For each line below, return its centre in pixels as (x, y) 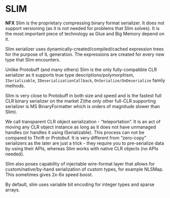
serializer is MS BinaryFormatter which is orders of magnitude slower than (83, 106)
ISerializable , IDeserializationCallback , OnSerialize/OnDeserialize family (85, 80)
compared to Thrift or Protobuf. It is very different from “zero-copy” (76, 138)
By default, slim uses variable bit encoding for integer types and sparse (80, 184)
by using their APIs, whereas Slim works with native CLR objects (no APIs (82, 148)
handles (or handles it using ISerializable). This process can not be (75, 132)
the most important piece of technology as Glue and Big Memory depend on (85, 34)
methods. (15, 86)
